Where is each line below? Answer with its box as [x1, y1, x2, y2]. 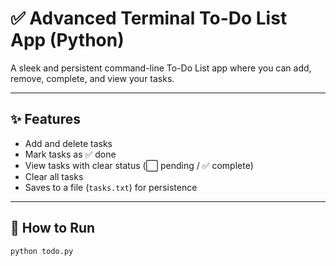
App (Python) [10, 29, 125, 52]
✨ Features [10, 111, 81, 128]
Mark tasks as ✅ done [24, 148, 117, 160]
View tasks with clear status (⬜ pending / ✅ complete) [24, 159, 254, 171]
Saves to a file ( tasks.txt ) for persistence [24, 181, 198, 193]
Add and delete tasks [24, 137, 113, 149]
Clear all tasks [24, 170, 84, 182]
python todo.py [10, 246, 74, 256]
